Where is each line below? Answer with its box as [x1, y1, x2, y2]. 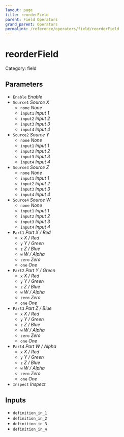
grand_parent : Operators [5, 21, 58, 27]
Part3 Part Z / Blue [12, 305, 52, 311]
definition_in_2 [12, 416, 47, 421]
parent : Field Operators [5, 17, 58, 22]
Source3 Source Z [12, 164, 49, 170]
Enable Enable [12, 93, 43, 100]
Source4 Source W [12, 197, 51, 203]
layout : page [5, 7, 33, 13]
